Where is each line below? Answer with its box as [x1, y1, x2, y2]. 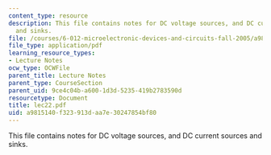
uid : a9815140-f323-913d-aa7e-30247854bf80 [8, 109, 157, 117]
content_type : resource [8, 11, 89, 20]
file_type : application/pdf [8, 42, 103, 50]
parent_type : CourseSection [8, 79, 103, 87]
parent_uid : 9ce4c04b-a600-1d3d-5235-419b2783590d [8, 86, 182, 95]
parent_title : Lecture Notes [8, 71, 106, 80]
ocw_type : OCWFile [8, 64, 70, 72]
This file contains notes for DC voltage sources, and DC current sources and [8, 131, 262, 141]
